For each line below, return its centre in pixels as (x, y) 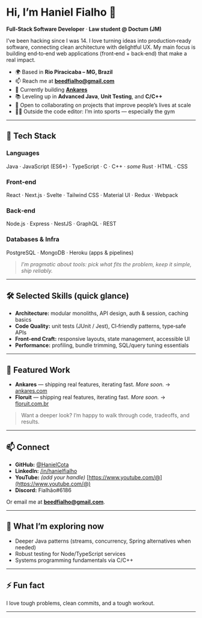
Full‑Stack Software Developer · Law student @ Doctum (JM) (84, 29)
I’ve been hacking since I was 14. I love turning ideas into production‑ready (99, 40)
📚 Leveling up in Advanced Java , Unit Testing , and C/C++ (89, 96)
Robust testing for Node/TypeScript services (70, 554)
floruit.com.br (32, 404)
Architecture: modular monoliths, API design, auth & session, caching (101, 313)
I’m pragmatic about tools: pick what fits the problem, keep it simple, (106, 264)
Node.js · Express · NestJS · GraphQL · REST (61, 224)
